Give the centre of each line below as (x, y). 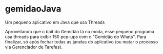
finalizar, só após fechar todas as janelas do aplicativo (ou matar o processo (81, 41)
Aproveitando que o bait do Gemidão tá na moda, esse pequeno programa (80, 31)
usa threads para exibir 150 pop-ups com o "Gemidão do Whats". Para (76, 37)
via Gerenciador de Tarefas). (34, 47)
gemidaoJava (33, 9)
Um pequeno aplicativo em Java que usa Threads (55, 22)
